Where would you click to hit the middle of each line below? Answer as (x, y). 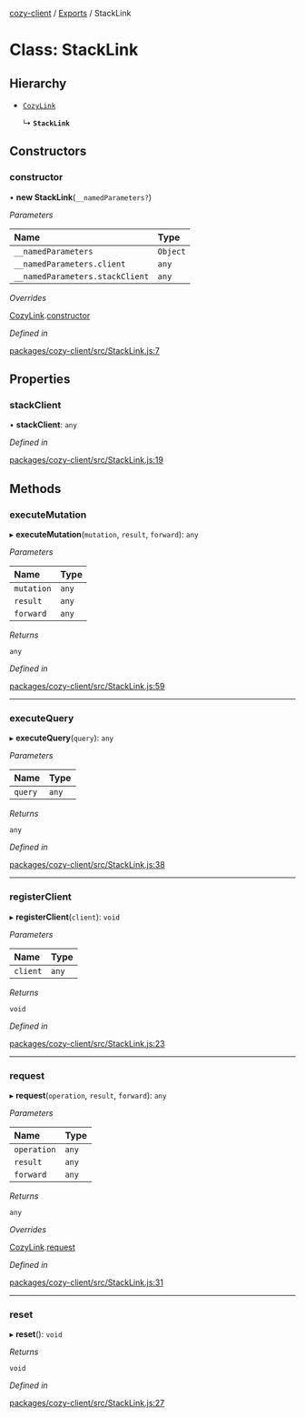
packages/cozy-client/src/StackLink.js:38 (87, 865)
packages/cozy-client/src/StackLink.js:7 (85, 350)
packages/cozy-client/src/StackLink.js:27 (87, 1403)
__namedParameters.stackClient (82, 276)
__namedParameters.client (70, 264)
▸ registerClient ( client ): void (65, 917)
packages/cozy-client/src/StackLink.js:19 (86, 460)
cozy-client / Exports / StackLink (70, 13)
